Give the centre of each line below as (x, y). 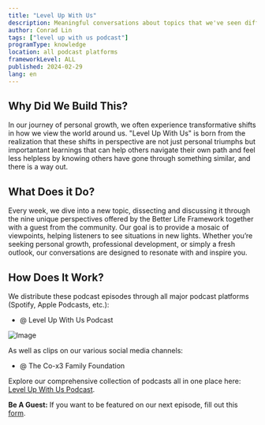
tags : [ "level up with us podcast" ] (68, 37)
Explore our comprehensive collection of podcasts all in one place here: (125, 381)
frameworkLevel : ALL (42, 60)
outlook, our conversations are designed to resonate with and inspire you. (128, 252)
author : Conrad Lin (40, 30)
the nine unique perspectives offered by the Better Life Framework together (131, 219)
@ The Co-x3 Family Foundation (72, 366)
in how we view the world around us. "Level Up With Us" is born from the (127, 133)
